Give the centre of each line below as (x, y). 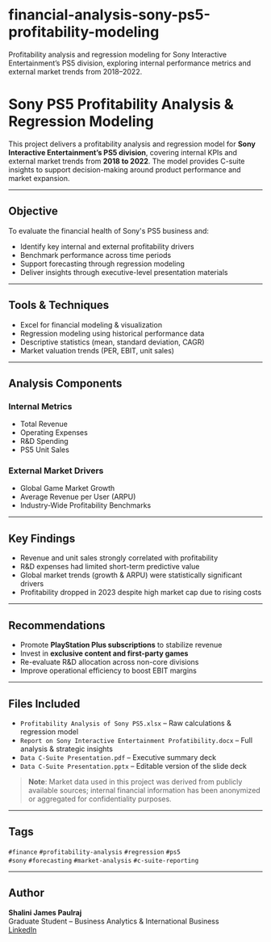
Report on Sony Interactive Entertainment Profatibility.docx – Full (136, 740)
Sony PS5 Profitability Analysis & (121, 105)
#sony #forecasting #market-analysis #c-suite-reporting (104, 860)
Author (26, 893)
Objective (33, 211)
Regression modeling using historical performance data (112, 333)
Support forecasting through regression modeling (102, 264)
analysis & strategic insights (66, 749)
